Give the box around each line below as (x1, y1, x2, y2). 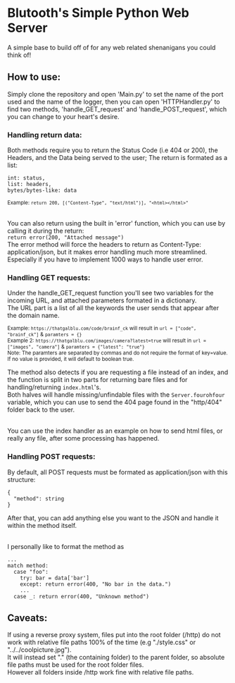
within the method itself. (7, 521, 77, 529)
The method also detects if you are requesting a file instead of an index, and (7, 368, 229, 376)
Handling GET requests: (7, 273, 91, 283)
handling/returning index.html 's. (7, 383, 101, 392)
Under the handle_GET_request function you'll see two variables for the (7, 289, 214, 297)
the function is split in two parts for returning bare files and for (7, 376, 188, 384)
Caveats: (7, 612, 48, 624)
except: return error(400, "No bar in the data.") (20, 580, 172, 588)
